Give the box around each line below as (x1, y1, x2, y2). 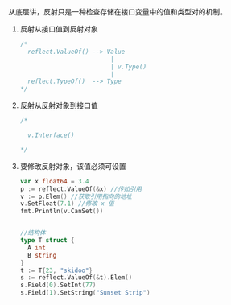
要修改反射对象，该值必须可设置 (19, 161, 126, 171)
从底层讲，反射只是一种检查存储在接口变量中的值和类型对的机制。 (8, 7, 227, 16)
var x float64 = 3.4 (19, 177, 89, 185)
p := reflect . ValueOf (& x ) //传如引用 (19, 184, 142, 193)
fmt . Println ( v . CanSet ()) (19, 208, 104, 216)
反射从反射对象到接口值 (19, 101, 98, 110)
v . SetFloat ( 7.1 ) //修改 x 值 (19, 200, 114, 208)
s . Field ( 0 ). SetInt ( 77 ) (19, 281, 97, 290)
